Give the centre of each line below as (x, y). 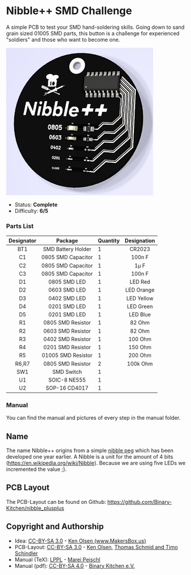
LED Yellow (140, 298)
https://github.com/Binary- (140, 502)
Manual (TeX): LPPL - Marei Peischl (58, 559)
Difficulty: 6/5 (31, 211)
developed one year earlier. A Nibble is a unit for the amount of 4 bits (90, 457)
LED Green (140, 306)
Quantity (109, 240)
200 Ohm (140, 355)
